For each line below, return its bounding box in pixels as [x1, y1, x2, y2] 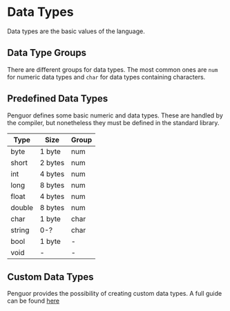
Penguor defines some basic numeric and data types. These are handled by [7, 111, 223, 120]
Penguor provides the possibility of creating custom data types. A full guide [7, 290, 222, 298]
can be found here [7, 296, 60, 305]
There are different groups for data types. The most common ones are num [7, 65, 218, 73]
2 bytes [39, 158, 65, 167]
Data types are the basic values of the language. [7, 27, 145, 35]
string [10, 225, 30, 235]
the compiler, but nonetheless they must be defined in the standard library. [7, 118, 220, 126]
